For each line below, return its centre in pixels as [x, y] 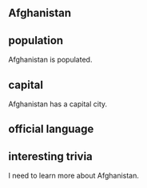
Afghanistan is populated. [50, 60]
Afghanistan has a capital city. [58, 104]
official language [51, 129]
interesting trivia [51, 156]
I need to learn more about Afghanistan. [74, 176]
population [36, 40]
